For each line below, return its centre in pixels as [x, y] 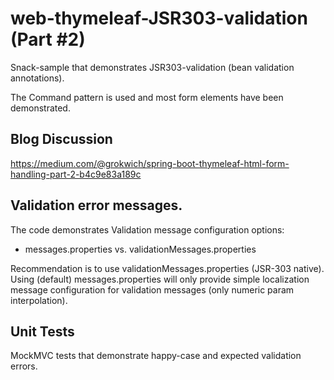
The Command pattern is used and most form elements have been [147, 97]
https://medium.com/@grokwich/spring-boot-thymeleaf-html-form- [150, 163]
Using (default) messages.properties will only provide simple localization [160, 279]
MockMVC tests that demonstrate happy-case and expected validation [156, 356]
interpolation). [39, 300]
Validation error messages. [96, 205]
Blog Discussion [61, 139]
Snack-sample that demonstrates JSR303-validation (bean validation [152, 67]
